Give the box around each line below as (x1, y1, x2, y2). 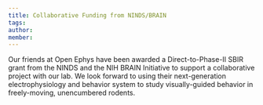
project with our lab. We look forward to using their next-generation (8, 71, 226, 81)
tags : (8, 19, 26, 27)
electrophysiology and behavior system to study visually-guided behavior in (8, 80, 254, 89)
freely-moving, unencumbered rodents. (8, 88, 136, 98)
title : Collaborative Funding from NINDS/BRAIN (8, 11, 167, 20)
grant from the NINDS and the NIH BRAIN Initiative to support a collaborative (8, 63, 255, 73)
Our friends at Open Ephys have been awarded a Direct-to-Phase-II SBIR (8, 55, 243, 64)
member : (8, 33, 34, 42)
